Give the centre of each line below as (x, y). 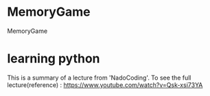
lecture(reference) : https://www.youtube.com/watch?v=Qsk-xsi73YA (105, 85)
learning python (54, 59)
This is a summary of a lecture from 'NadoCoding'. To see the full (99, 77)
